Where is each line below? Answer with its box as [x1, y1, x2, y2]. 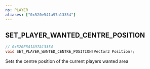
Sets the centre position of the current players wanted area [5, 58, 129, 64]
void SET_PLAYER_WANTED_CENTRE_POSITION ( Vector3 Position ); [5, 49, 135, 54]
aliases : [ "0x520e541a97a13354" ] [5, 12, 76, 17]
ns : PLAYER [5, 7, 28, 13]
